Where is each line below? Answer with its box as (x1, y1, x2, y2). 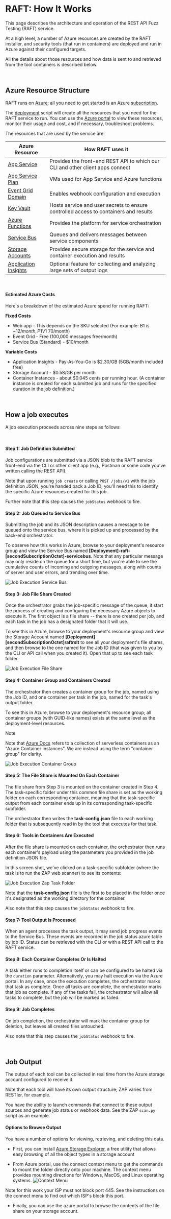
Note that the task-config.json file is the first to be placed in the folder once (5, 890, 165, 896)
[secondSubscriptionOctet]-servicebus (5, 553, 91, 559)
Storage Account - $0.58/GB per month (12, 369, 96, 375)
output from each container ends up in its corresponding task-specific (5, 800, 153, 806)
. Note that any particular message (91, 553, 163, 559)
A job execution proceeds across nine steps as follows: (5, 424, 121, 430)
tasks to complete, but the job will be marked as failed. (5, 994, 120, 1001)
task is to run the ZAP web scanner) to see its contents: (5, 870, 122, 876)
